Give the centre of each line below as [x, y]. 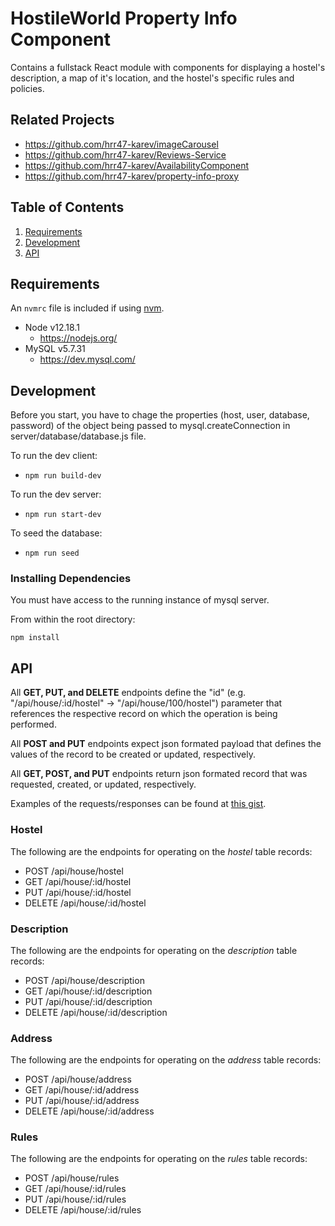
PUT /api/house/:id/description [88, 1001]
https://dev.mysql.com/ [87, 359]
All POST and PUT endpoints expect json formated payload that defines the [166, 744]
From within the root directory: [73, 619]
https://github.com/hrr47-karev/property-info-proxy [132, 176]
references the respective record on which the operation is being [144, 714]
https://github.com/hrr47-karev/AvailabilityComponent [137, 165]
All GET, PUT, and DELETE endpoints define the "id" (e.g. [128, 693]
